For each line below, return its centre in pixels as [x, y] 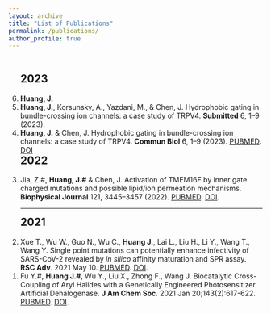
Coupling [35, 284]
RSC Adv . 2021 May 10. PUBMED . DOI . [84, 267]
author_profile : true [45, 38]
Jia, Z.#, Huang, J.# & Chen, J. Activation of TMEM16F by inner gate [133, 180]
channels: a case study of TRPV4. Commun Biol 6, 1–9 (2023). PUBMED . [141, 141]
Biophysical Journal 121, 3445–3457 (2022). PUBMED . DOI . [120, 197]
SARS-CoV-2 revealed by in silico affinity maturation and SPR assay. [133, 258]
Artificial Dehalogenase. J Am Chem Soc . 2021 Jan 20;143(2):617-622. [138, 293]
